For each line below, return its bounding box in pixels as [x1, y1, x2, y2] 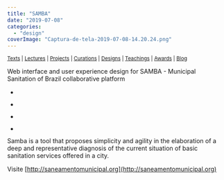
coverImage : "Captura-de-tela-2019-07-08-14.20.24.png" [7, 36, 172, 43]
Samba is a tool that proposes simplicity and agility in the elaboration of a [7, 137, 217, 145]
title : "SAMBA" [7, 10, 51, 17]
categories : [7, 23, 42, 30]
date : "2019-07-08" [7, 17, 64, 24]
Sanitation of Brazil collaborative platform [7, 74, 126, 83]
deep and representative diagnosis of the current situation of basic [7, 144, 198, 153]
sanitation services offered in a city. [7, 152, 110, 160]
